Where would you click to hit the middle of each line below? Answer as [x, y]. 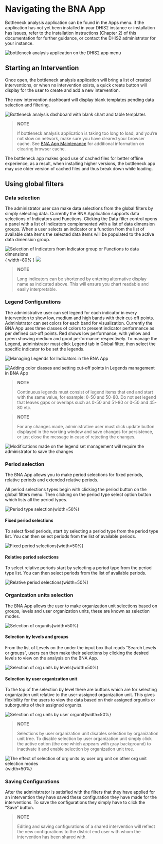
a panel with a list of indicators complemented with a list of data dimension [80, 224]
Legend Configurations [33, 302]
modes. [13, 616]
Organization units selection [39, 595]
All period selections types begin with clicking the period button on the [76, 490]
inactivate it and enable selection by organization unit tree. [76, 749]
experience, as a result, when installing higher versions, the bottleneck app [80, 163]
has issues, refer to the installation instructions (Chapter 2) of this [71, 33]
